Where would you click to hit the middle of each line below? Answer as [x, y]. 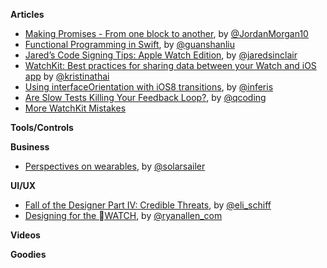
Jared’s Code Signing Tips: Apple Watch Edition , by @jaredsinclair [161, 55]
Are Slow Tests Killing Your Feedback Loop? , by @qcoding [145, 97]
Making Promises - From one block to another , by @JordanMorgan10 [166, 33]
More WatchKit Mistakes [75, 108]
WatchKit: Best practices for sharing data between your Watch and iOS [170, 65]
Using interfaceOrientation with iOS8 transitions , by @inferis [149, 87]
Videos [25, 235]
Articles [27, 14]
